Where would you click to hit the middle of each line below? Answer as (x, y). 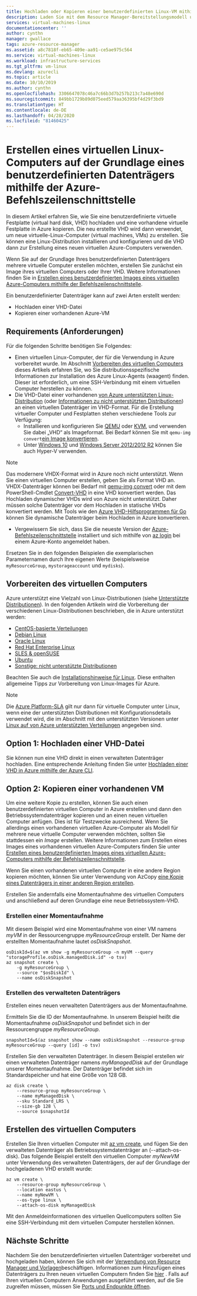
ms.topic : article (28, 77)
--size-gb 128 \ (37, 1106)
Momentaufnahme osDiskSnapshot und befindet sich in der (78, 1023)
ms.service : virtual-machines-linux (51, 55)
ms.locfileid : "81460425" (38, 121)
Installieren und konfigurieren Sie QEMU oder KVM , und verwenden (105, 426)
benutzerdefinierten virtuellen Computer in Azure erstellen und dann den (94, 809)
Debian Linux (30, 634)
